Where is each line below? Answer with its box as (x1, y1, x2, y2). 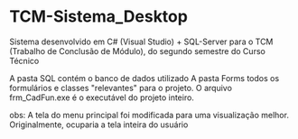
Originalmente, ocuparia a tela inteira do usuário (9, 119, 189, 130)
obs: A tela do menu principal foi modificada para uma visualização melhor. (9, 109, 289, 120)
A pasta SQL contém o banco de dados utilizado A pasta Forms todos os (9, 72, 280, 83)
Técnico (9, 55, 40, 66)
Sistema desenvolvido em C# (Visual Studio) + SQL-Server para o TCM (9, 36, 274, 47)
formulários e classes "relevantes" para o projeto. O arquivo (9, 82, 233, 93)
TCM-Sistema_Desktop (9, 6, 188, 27)
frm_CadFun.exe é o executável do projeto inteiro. (9, 92, 194, 103)
